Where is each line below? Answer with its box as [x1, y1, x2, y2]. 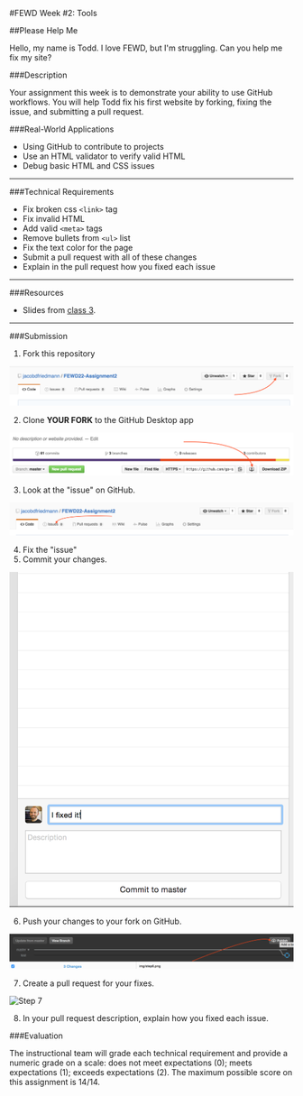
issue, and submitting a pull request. [9, 106, 144, 116]
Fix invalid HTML [22, 214, 86, 224]
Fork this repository [22, 348, 96, 359]
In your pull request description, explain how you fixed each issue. [22, 1012, 269, 1023]
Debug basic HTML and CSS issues [22, 161, 155, 170]
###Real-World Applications [9, 124, 115, 134]
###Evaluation [9, 1030, 63, 1041]
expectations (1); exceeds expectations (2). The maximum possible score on [9, 1066, 293, 1077]
